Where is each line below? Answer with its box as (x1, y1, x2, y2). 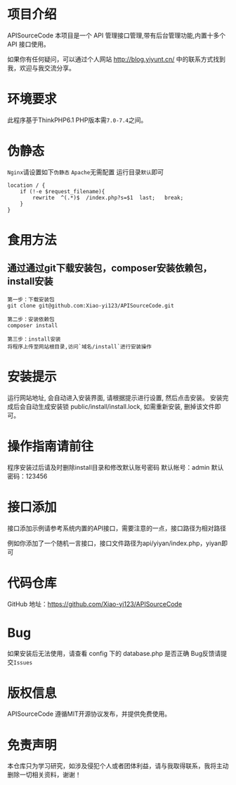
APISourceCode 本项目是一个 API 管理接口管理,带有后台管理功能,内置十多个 (7, 31, 226, 39)
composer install (7, 322, 58, 329)
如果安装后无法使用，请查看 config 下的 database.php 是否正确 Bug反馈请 (7, 649, 221, 657)
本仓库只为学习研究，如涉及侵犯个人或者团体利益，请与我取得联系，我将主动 (7, 762, 229, 770)
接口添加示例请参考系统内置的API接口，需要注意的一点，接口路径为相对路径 (7, 523, 227, 533)
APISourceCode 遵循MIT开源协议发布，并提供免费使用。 (7, 710, 171, 718)
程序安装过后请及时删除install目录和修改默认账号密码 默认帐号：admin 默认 (7, 463, 224, 471)
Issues (13, 659, 33, 667)
